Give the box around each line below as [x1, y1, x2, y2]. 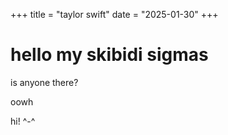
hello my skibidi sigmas [10, 44, 209, 66]
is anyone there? [10, 76, 79, 88]
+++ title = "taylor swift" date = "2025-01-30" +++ [10, 9, 219, 20]
